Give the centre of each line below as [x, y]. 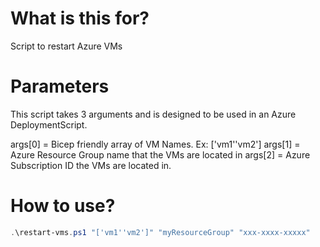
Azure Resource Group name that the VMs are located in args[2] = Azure [160, 154]
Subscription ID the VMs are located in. [91, 165]
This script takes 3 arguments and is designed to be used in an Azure [153, 114]
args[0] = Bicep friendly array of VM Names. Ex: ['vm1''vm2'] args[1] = [155, 144]
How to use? [63, 206]
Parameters [60, 86]
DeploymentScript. [49, 124]
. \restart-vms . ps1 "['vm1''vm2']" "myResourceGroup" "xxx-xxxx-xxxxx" [160, 232]
